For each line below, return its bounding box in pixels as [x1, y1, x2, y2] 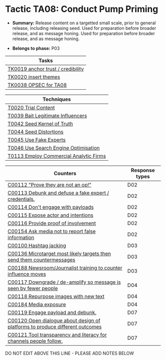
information [7, 234, 35, 241]
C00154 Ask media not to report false [7, 228, 96, 235]
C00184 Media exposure [7, 301, 66, 308]
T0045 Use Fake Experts [7, 136, 66, 143]
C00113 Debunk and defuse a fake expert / [7, 189, 110, 196]
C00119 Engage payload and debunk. [7, 309, 97, 316]
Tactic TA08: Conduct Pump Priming [5, 3, 159, 15]
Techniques [42, 96, 71, 103]
